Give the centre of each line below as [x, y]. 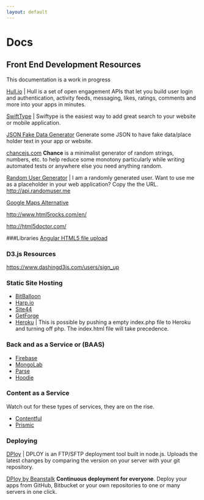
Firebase [26, 358]
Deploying [22, 441]
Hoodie [24, 377]
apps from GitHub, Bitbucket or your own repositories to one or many [93, 485]
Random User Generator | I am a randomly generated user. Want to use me [100, 177]
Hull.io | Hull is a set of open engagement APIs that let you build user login [100, 91]
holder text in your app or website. [49, 141]
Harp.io [24, 303]
